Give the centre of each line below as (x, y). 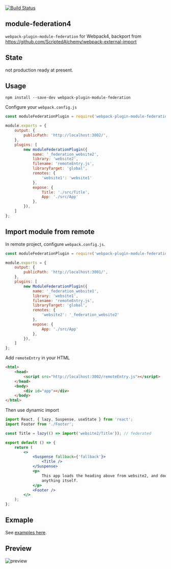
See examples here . (26, 532)
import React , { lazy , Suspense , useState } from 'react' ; (69, 419)
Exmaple (19, 520)
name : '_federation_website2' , (66, 154)
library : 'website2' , (55, 159)
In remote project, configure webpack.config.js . (55, 244)
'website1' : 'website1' (67, 178)
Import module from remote (50, 232)
